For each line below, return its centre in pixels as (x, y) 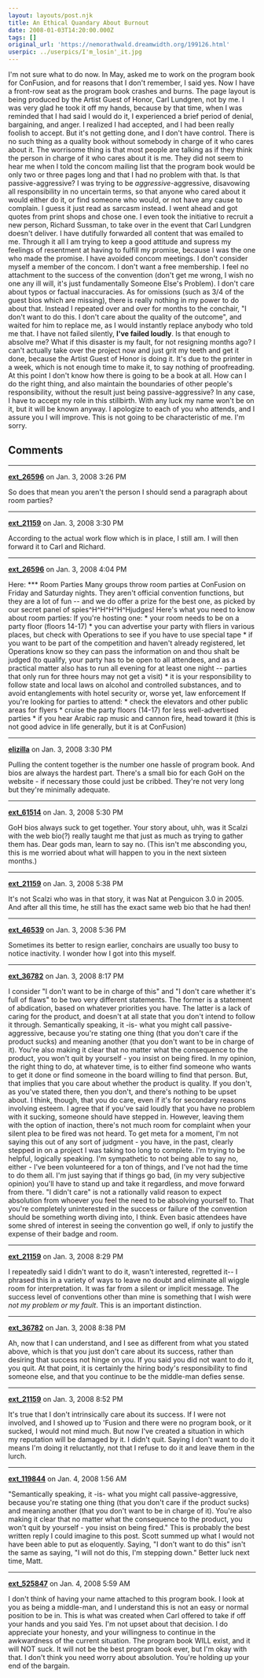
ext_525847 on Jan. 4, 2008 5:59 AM (70, 1584)
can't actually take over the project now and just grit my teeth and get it (124, 350)
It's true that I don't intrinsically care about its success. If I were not (117, 1414)
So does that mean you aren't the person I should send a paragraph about (128, 492)
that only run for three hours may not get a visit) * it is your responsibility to (130, 676)
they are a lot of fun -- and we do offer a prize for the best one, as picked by (132, 601)
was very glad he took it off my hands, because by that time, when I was (125, 108)
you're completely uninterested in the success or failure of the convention (128, 1208)
